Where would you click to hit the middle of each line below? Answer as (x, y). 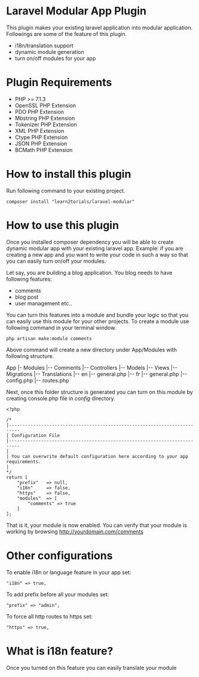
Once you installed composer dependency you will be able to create (90, 242)
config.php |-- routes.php (38, 380)
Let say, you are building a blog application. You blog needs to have (89, 272)
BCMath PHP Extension (44, 150)
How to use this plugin (63, 225)
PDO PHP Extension (39, 111)
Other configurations (59, 555)
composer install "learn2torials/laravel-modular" (71, 202)
